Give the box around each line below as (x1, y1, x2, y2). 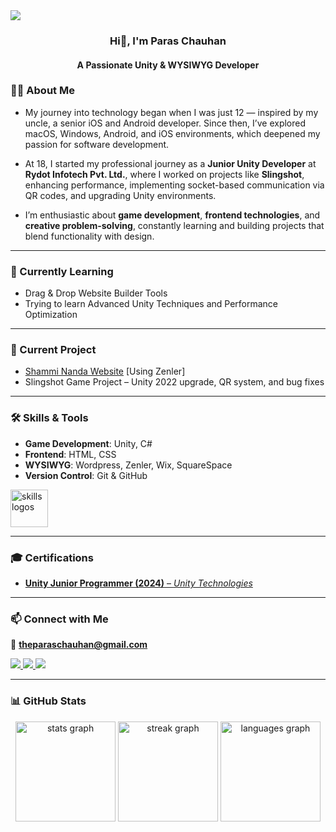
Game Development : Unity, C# (24, 437, 153, 449)
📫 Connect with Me (10, 612, 109, 626)
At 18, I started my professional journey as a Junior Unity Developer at (24, 157, 317, 169)
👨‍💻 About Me (10, 84, 75, 98)
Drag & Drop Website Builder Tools (24, 287, 168, 299)
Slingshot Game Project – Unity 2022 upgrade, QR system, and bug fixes (24, 376, 325, 388)
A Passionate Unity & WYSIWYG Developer (76, 59, 260, 71)
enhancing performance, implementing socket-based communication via (24, 179, 325, 191)
